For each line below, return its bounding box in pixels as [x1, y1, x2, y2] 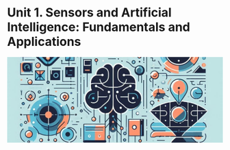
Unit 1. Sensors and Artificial [7, 5, 172, 21]
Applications [7, 34, 81, 49]
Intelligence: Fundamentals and [7, 19, 190, 35]
